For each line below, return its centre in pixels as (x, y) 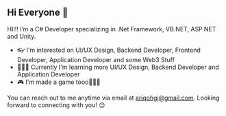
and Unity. (22, 36)
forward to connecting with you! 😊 (56, 105)
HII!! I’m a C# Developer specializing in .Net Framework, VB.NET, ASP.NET (112, 29)
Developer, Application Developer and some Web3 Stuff (96, 59)
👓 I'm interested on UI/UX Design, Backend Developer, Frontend (109, 50)
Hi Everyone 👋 (38, 13)
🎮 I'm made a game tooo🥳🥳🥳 (59, 82)
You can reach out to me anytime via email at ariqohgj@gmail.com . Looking (113, 98)
